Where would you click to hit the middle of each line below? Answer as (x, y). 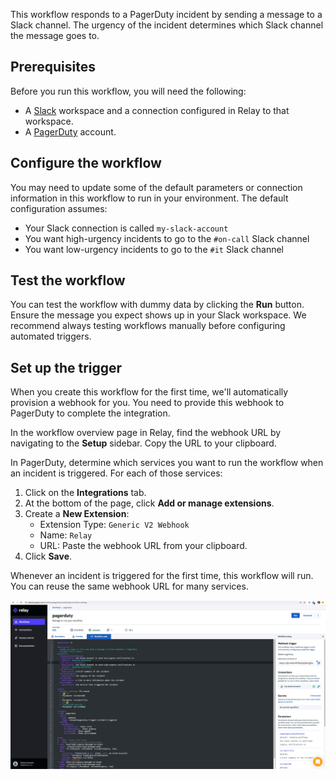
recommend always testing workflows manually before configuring (148, 326)
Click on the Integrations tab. (85, 493)
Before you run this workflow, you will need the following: (128, 91)
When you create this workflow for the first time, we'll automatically (149, 392)
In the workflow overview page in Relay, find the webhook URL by (146, 433)
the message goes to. (55, 35)
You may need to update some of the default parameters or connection (156, 187)
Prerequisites (53, 67)
